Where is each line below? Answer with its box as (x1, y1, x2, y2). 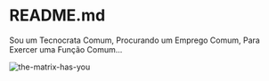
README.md (9, 5, 106, 26)
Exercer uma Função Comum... (9, 44, 123, 54)
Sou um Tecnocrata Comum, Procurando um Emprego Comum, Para (9, 35, 260, 45)
